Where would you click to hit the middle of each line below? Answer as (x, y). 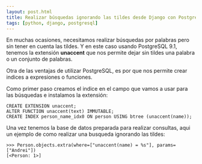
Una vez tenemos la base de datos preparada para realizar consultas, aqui (98, 128)
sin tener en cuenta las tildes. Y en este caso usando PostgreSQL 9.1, (92, 46)
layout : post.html (29, 12)
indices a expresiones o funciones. (49, 77)
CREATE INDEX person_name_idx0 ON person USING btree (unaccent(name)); (99, 117)
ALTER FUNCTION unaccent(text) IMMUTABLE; (60, 112)
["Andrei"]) (21, 151)
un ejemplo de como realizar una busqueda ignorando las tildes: (86, 134)
